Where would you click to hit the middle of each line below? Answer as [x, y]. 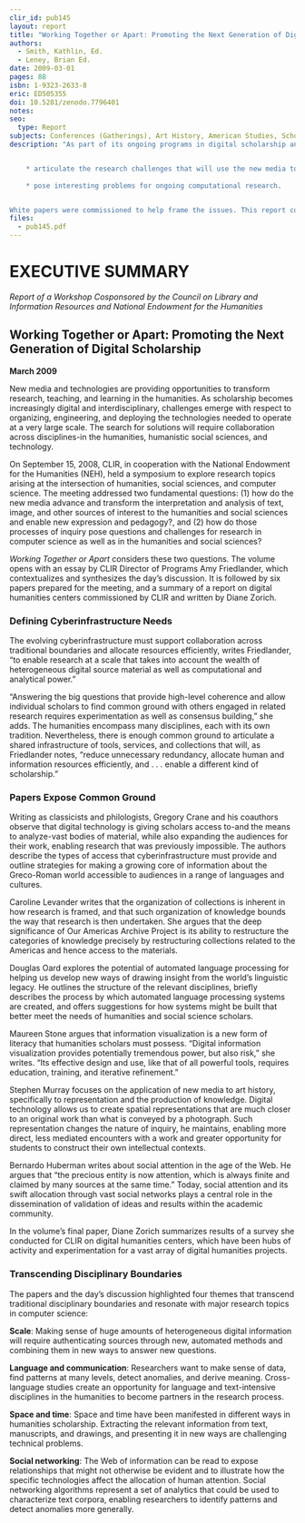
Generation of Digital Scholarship [105, 349]
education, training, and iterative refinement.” [94, 1073]
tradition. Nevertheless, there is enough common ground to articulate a [142, 735]
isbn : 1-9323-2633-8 [49, 85]
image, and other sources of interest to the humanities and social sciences [149, 512]
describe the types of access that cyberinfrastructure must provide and [143, 856]
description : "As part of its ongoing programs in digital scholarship [148, 144]
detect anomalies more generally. [72, 1508]
